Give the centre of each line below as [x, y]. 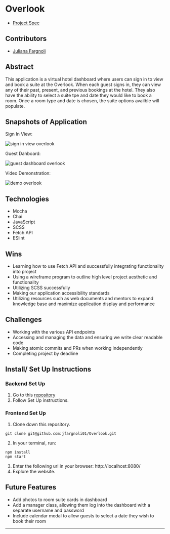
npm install [18, 452]
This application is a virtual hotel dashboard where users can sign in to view [84, 79]
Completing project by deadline [45, 353]
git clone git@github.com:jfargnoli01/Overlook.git [61, 433]
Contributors [26, 39]
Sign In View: [19, 134]
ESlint [18, 238]
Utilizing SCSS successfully [41, 287]
